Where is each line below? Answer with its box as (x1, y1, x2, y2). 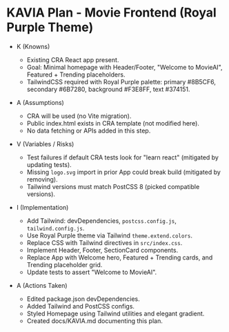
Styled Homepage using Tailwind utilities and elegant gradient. (26, 309, 205, 318)
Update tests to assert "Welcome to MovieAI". (26, 268, 157, 276)
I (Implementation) (16, 203, 69, 211)
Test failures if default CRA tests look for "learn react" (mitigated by (26, 153, 219, 162)
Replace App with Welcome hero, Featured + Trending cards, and (26, 253, 213, 262)
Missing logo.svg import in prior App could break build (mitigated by (26, 168, 221, 176)
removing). (26, 175, 58, 184)
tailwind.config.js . (26, 224, 85, 232)
